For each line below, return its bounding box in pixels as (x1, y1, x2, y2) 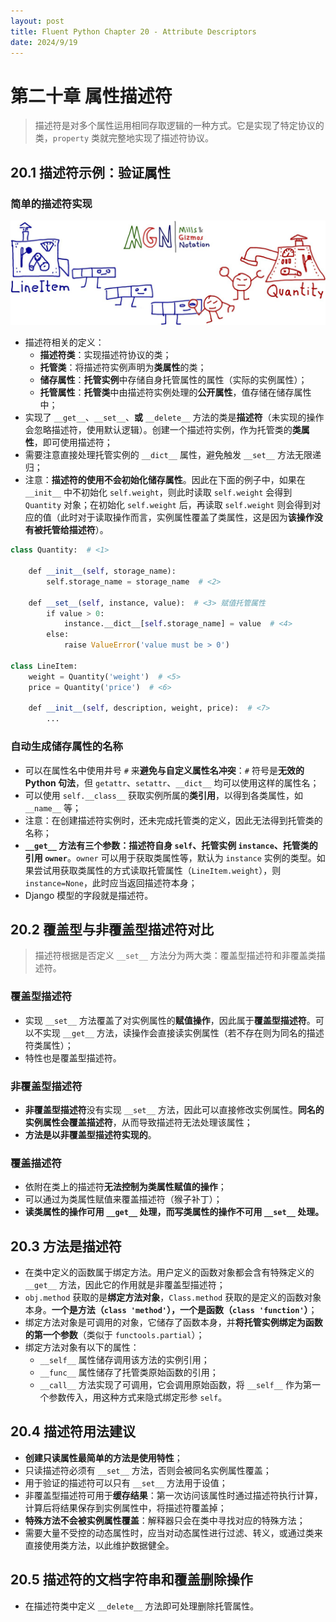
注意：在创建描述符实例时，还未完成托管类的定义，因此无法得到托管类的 (24, 814, 323, 826)
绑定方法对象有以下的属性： (24, 1341, 140, 1354)
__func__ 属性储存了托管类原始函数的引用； (39, 1366, 219, 1379)
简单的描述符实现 (10, 196, 93, 210)
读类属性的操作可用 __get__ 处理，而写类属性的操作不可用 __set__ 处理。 (24, 1206, 325, 1218)
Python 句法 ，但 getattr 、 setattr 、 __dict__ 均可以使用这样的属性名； (24, 776, 320, 789)
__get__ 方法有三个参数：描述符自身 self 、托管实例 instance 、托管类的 (24, 839, 318, 851)
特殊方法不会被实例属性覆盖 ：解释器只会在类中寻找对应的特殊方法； (24, 1514, 306, 1526)
